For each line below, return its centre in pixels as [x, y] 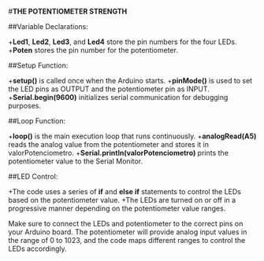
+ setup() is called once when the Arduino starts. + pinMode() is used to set [130, 81]
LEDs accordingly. [37, 248]
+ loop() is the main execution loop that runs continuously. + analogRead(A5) [132, 136]
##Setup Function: [38, 65]
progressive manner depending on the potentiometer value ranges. [117, 208]
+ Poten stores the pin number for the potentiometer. [93, 50]
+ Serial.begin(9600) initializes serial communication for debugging [118, 97]
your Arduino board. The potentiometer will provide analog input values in [128, 232]
